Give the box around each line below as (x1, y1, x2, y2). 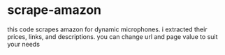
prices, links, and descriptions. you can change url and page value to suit (7, 32, 218, 40)
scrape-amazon (7, 2, 102, 18)
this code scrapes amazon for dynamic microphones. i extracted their (7, 25, 208, 33)
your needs (7, 40, 41, 48)
